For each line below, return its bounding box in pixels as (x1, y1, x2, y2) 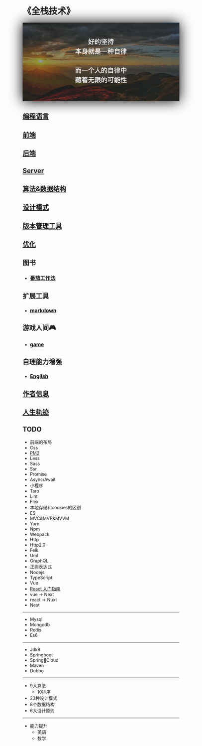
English (29, 373, 49, 380)
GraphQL (29, 558, 49, 564)
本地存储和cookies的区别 (29, 504, 81, 510)
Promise (29, 471, 47, 477)
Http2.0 (29, 542, 46, 548)
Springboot (29, 652, 53, 658)
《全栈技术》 (22, 5, 76, 17)
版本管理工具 (22, 221, 62, 230)
